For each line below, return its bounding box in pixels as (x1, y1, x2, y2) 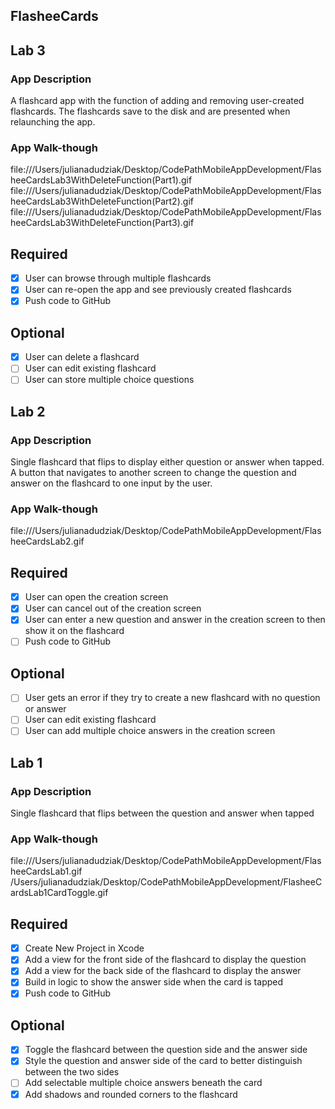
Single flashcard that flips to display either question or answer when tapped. (10, 456, 325, 468)
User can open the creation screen (24, 591, 169, 603)
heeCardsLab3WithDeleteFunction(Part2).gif (10, 195, 194, 208)
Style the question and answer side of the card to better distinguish (24, 1055, 303, 1067)
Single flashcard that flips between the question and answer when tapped (10, 807, 315, 819)
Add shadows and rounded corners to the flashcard (24, 1088, 238, 1100)
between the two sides (24, 1066, 120, 1078)
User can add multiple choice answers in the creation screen (24, 725, 276, 737)
